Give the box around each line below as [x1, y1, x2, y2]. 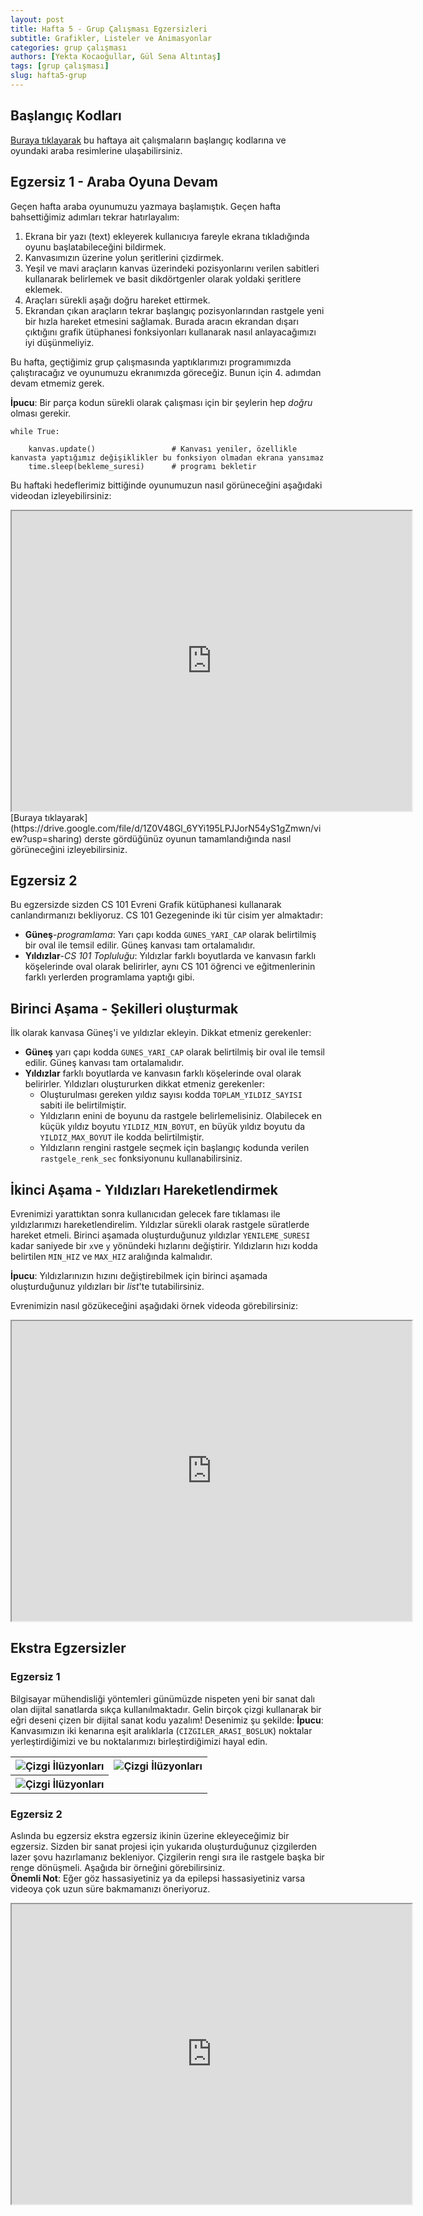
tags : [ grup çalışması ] [10, 61, 110, 71]
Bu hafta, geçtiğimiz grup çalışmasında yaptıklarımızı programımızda [10, 356, 292, 368]
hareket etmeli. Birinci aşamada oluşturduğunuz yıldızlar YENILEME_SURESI [10, 1229, 311, 1241]
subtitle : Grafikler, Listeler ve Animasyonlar [10, 33, 213, 43]
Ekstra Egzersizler [10, 1640, 127, 1657]
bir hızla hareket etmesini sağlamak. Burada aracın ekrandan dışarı [24, 315, 299, 327]
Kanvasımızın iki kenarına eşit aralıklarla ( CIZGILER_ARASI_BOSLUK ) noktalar [10, 1724, 313, 1736]
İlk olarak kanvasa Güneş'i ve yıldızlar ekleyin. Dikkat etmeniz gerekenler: [10, 1027, 312, 1039]
